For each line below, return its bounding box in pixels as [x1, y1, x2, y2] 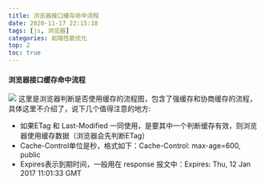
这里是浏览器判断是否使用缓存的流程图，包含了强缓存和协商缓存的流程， [18, 94, 257, 104]
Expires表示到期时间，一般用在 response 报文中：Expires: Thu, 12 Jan [19, 159, 251, 169]
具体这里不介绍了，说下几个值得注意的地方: [8, 104, 151, 114]
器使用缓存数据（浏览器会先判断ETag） [19, 131, 150, 141]
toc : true [8, 49, 42, 57]
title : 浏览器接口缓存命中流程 [8, 11, 99, 20]
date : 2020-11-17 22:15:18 [8, 19, 98, 27]
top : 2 [8, 42, 30, 50]
